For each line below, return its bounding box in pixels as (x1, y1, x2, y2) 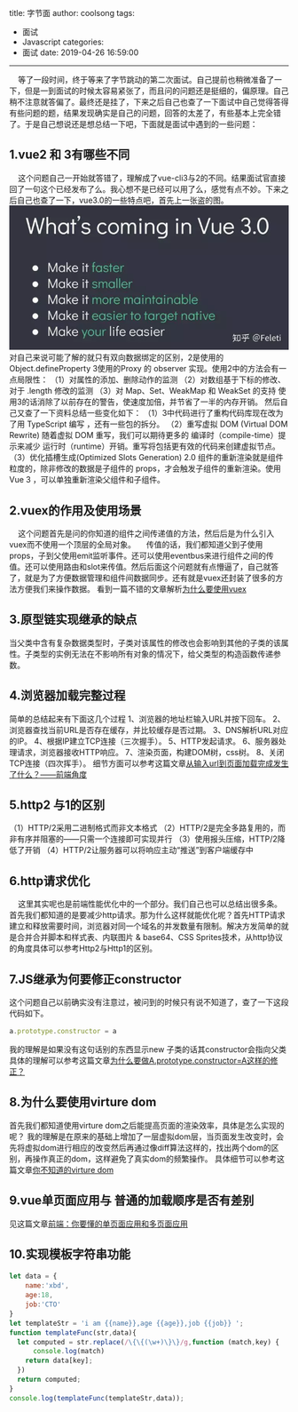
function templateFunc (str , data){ (9, 1328, 137, 1337)
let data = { (9, 1272, 58, 1281)
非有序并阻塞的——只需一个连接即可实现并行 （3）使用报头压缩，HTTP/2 (9, 834, 278, 844)
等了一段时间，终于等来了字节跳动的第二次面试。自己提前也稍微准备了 (17, 75, 275, 84)
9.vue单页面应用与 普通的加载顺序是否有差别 (9, 1193, 255, 1209)
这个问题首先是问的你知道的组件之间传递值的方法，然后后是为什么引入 (17, 528, 275, 539)
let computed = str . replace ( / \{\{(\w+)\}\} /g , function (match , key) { (17, 1337, 279, 1346)
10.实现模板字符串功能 (9, 1247, 131, 1262)
